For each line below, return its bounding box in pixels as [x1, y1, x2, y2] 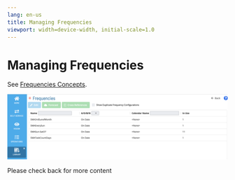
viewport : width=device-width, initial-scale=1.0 [7, 26, 155, 33]
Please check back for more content [7, 166, 112, 174]
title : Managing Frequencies [7, 18, 92, 26]
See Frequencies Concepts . [7, 81, 87, 89]
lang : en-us [7, 11, 42, 18]
